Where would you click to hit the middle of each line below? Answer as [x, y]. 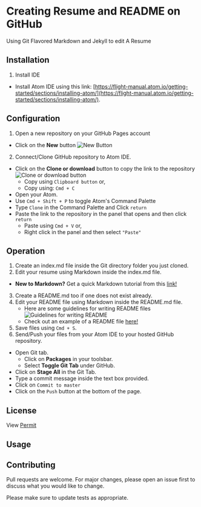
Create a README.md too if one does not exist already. [84, 295]
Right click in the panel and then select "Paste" [83, 232]
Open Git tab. [31, 353]
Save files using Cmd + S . [46, 328]
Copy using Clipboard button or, [65, 181]
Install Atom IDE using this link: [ [55, 86]
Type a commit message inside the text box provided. [82, 379]
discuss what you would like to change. [55, 486]
